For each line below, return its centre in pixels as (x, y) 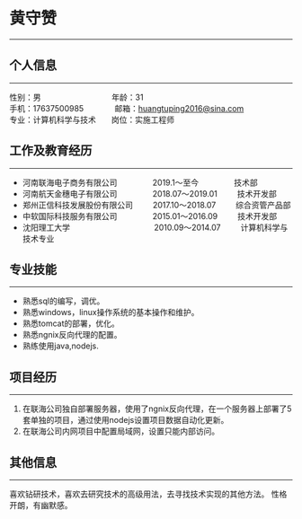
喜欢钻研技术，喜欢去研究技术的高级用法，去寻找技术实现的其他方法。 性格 (148, 494)
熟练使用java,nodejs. (60, 346)
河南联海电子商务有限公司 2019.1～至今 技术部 (140, 182)
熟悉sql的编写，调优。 (63, 301)
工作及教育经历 (51, 150)
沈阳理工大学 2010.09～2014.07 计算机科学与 (155, 227)
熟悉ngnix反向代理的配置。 (72, 335)
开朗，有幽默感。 (41, 505)
